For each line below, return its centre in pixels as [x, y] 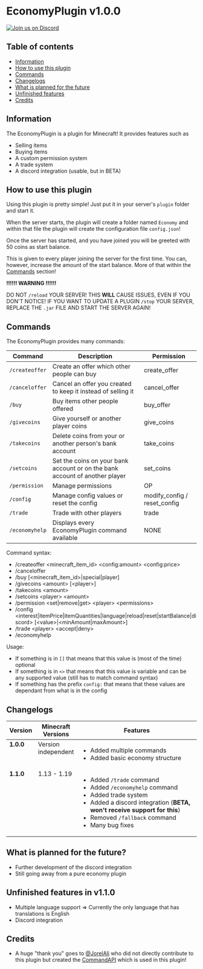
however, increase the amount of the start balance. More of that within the [99, 265]
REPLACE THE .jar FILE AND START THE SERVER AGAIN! [79, 308]
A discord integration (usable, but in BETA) [68, 171]
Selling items [31, 145]
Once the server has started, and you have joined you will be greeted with [98, 240]
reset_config [162, 503]
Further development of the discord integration [73, 867]
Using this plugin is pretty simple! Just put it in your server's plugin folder [98, 204]
